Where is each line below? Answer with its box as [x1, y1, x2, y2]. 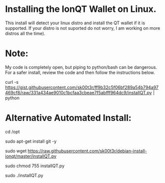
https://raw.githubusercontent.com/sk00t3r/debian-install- [28, 148, 147, 154]
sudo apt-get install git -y [5, 138, 57, 144]
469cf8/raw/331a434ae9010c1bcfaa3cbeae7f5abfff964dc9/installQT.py [5, 89, 152, 95]
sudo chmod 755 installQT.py [5, 163, 65, 169]
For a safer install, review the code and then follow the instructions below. [5, 69, 155, 75]
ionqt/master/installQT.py [5, 153, 57, 159]
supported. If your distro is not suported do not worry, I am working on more [5, 25, 161, 31]
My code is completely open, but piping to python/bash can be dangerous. [5, 64, 157, 70]
